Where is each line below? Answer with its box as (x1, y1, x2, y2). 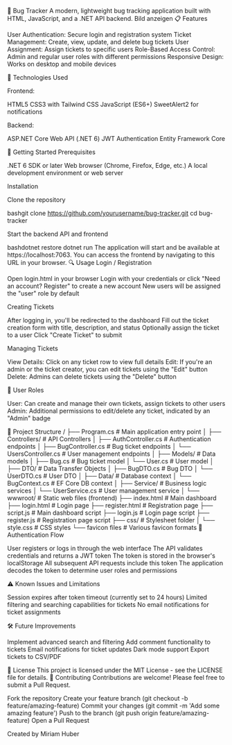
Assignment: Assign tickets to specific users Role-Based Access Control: (7, 45, 216, 53)
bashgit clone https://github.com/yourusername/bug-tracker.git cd (7, 209, 197, 217)
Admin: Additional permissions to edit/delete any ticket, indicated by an (7, 406, 211, 415)
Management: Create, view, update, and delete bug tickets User (7, 38, 189, 46)
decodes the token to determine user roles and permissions (7, 566, 178, 574)
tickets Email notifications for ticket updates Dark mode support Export (7, 645, 210, 653)
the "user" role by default (7, 289, 80, 298)
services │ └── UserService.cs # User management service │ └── (7, 486, 199, 495)
